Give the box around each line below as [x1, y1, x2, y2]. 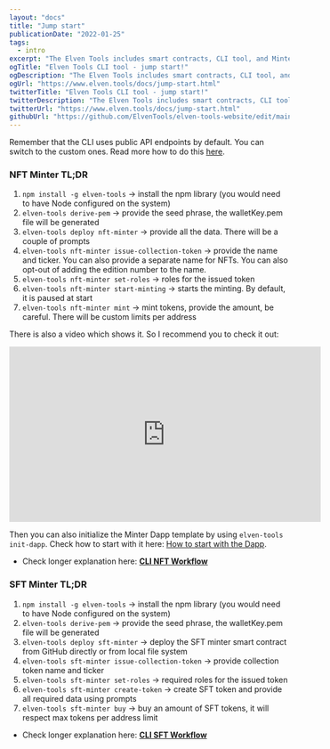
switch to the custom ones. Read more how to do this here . [9, 146, 225, 157]
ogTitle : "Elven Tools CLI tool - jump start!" [9, 63, 189, 72]
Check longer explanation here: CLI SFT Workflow [21, 729, 207, 740]
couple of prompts [21, 236, 91, 247]
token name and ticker [21, 664, 105, 675]
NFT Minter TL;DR [9, 168, 89, 181]
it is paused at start [21, 293, 93, 304]
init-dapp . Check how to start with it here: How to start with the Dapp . [9, 539, 267, 550]
